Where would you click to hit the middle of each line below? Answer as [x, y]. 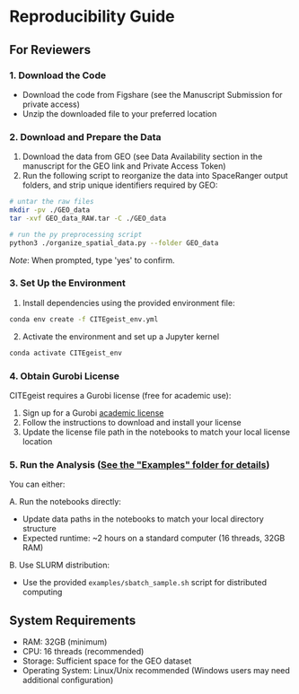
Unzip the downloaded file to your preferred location [119, 113]
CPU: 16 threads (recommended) [83, 651]
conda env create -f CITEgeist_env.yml [84, 319]
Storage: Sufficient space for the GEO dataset [107, 661]
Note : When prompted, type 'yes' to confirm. [92, 260]
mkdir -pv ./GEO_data [50, 210]
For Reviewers [50, 50]
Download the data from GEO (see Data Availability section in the [142, 157]
